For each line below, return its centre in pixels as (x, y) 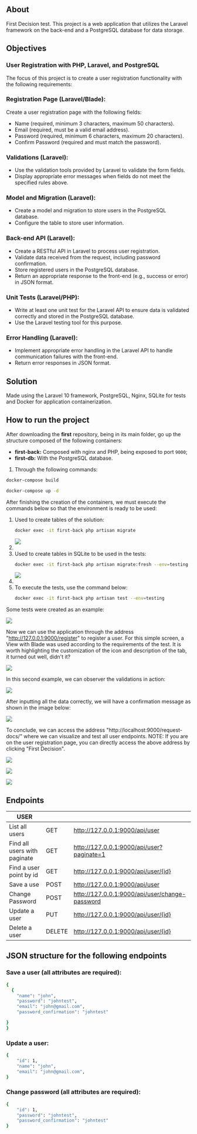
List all (18, 827)
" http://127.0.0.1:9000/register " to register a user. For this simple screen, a (95, 638)
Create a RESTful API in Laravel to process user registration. (87, 251)
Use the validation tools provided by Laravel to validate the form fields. (100, 170)
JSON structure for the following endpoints (86, 956)
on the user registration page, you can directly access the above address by (98, 743)
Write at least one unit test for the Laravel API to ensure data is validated (102, 310)
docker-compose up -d (33, 491)
